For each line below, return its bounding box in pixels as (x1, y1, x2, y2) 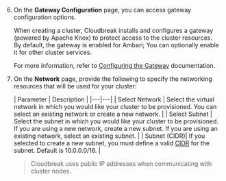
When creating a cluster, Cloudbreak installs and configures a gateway (13, 27, 214, 34)
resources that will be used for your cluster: (13, 82, 137, 90)
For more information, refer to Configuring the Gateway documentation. (13, 62, 216, 69)
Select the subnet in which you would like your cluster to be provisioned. (13, 117, 219, 125)
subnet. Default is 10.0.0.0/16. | (13, 147, 101, 154)
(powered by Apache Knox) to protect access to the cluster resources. (13, 34, 212, 42)
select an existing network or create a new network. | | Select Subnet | (13, 110, 212, 118)
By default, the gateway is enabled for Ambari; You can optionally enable (13, 41, 219, 49)
